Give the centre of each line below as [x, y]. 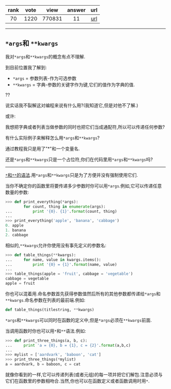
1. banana [16, 230]
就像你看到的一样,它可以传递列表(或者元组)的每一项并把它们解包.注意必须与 [84, 375]
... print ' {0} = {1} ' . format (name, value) [61, 264]
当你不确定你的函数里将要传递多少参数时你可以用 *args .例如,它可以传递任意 [83, 186]
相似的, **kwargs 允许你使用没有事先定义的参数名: [56, 245]
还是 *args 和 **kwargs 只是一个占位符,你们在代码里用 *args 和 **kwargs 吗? [79, 159]
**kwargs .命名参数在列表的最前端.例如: [45, 300]
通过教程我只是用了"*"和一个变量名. [43, 148]
